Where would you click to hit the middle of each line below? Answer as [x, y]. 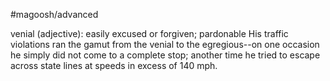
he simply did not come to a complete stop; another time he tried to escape [165, 55]
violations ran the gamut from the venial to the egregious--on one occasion [165, 44]
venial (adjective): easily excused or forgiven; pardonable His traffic [149, 33]
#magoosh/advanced [54, 14]
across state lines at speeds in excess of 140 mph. [114, 65]
